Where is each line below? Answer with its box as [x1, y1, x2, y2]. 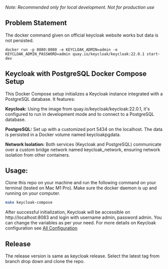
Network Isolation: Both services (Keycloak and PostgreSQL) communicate [5, 141, 161, 147]
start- [146, 51, 160, 57]
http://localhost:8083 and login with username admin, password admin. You [5, 214, 162, 220]
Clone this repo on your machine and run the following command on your [5, 180, 156, 186]
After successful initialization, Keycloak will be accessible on [5, 209, 130, 215]
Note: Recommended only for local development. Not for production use [5, 5, 154, 10]
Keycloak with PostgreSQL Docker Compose [5, 70, 147, 78]
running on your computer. [5, 190, 60, 196]
